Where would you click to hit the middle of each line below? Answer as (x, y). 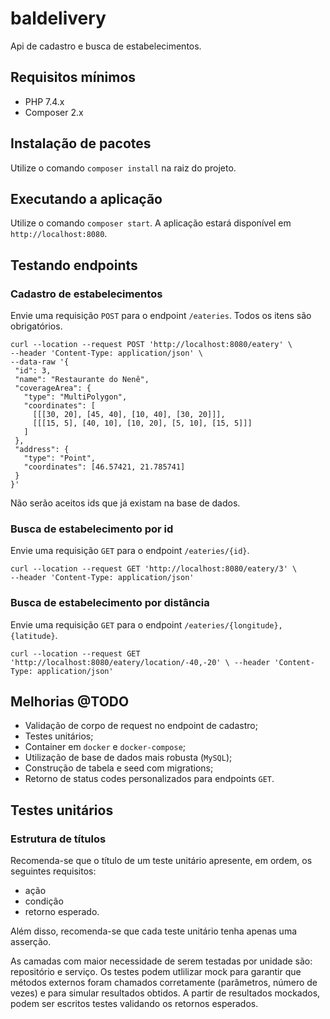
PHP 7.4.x (44, 101)
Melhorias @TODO (70, 702)
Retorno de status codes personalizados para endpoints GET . (149, 779)
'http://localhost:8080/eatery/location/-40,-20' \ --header (140, 662)
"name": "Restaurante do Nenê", (82, 380)
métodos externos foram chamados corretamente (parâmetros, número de (164, 983)
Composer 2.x (54, 112)
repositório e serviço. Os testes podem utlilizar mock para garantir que (156, 972)
